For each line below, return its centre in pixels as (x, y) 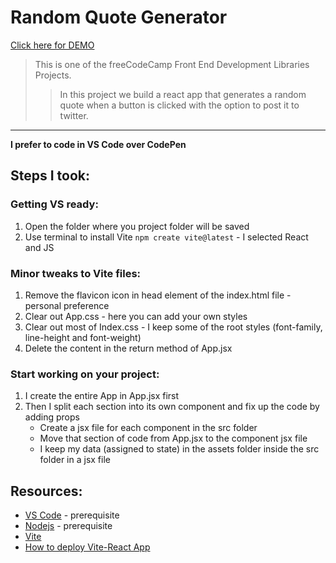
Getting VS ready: (54, 204)
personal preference (67, 305)
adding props (52, 417)
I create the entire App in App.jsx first (102, 396)
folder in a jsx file (75, 460)
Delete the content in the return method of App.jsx (128, 348)
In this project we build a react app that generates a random (183, 94)
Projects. (53, 75)
